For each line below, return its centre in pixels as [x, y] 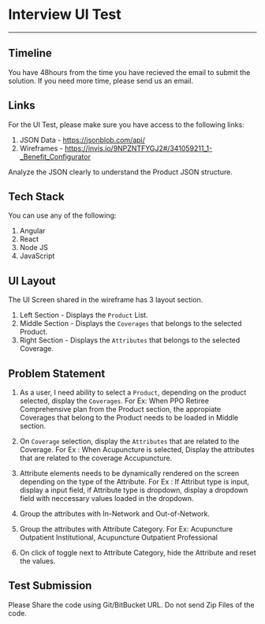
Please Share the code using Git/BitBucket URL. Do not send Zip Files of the [131, 604]
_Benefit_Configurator [55, 156]
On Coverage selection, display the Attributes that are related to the [129, 441]
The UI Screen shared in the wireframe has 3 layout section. [106, 300]
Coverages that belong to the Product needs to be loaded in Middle [129, 417]
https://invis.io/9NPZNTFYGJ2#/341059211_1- [138, 148]
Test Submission [50, 586]
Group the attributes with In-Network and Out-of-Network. [115, 514]
